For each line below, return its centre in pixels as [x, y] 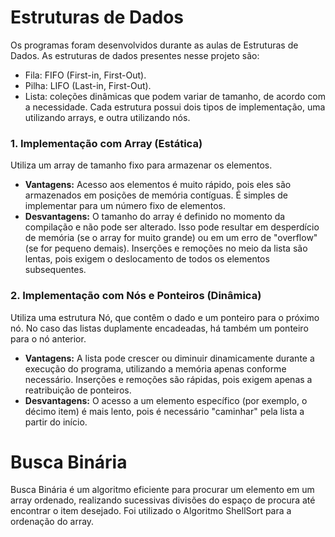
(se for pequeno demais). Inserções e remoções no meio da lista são [166, 248]
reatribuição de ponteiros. [78, 390]
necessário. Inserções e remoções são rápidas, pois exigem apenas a [168, 379]
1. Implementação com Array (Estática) [106, 143]
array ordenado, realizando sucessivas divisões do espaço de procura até [163, 500]
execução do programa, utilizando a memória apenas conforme [155, 368]
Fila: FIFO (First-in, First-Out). [85, 75]
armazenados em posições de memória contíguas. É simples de [156, 195]
